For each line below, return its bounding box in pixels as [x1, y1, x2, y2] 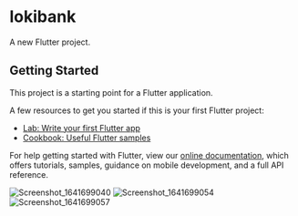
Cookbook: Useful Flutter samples [22, 132, 151, 143]
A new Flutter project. [9, 36, 91, 47]
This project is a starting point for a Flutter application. [9, 87, 213, 98]
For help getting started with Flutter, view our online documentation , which [9, 149, 290, 160]
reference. [9, 169, 48, 180]
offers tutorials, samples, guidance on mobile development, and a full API [9, 159, 284, 170]
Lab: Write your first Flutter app [22, 122, 141, 133]
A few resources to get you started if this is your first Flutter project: [9, 105, 264, 116]
